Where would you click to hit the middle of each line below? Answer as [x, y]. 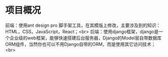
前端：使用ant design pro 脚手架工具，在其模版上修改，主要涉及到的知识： [83, 25]
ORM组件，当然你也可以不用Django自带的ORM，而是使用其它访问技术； [80, 44]
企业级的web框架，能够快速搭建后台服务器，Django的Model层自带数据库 [86, 38]
